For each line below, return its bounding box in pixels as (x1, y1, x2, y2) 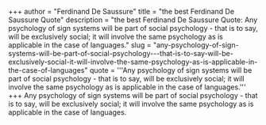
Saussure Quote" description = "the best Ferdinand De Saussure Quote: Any (8, 15, 258, 25)
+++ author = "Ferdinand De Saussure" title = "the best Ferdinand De (8, 7, 235, 16)
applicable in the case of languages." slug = (8, 40, 152, 50)
